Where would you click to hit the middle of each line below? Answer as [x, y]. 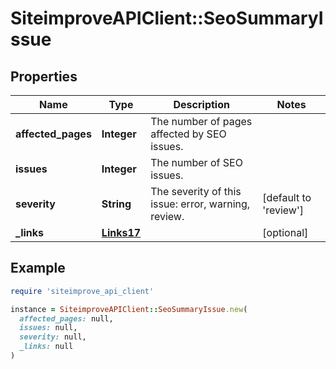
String [116, 204]
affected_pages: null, [66, 318]
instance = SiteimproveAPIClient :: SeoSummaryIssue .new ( [129, 309]
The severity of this [196, 191]
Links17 [121, 232]
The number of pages [201, 121]
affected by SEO [188, 134]
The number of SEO [196, 162]
